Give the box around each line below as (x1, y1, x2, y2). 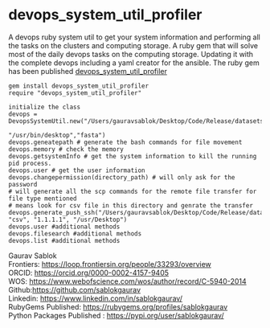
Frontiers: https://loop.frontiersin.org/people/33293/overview (8, 259, 211, 269)
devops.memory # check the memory (8, 145, 125, 154)
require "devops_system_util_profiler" (8, 88, 142, 97)
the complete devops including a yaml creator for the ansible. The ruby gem (8, 58, 260, 68)
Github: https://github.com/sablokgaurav (8, 285, 141, 294)
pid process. (8, 159, 52, 167)
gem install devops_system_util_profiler (8, 82, 149, 90)
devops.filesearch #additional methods (8, 229, 142, 238)
